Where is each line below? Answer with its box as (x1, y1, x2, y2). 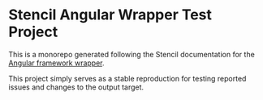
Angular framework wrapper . (8, 58, 105, 68)
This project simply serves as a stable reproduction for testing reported (8, 73, 247, 83)
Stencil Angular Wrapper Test (8, 6, 213, 24)
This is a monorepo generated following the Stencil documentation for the (8, 49, 256, 59)
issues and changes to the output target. (8, 82, 144, 92)
